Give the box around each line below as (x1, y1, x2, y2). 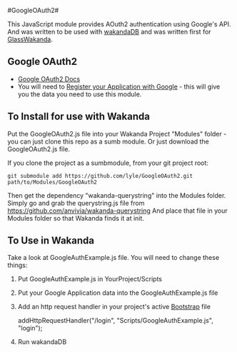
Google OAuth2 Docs (17, 74, 81, 83)
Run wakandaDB (17, 338, 67, 346)
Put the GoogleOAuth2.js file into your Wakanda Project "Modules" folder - (7, 129, 227, 138)
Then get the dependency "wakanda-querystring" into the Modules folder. (7, 191, 226, 199)
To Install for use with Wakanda (7, 111, 150, 123)
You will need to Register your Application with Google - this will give (17, 82, 221, 91)
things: (7, 261, 28, 270)
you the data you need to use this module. (17, 89, 142, 99)
